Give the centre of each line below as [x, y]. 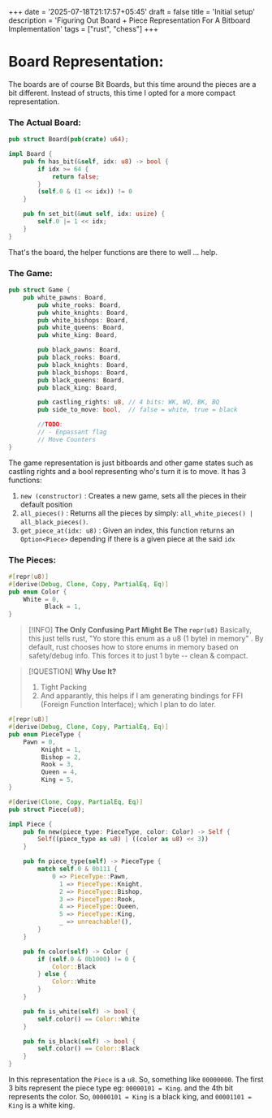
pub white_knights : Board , [83, 313]
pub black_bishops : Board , [83, 373]
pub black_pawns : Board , [80, 350]
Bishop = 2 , [61, 757]
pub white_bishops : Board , [83, 320]
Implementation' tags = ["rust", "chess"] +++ [84, 29]
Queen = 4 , [60, 772]
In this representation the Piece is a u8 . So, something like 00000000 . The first [136, 1080]
